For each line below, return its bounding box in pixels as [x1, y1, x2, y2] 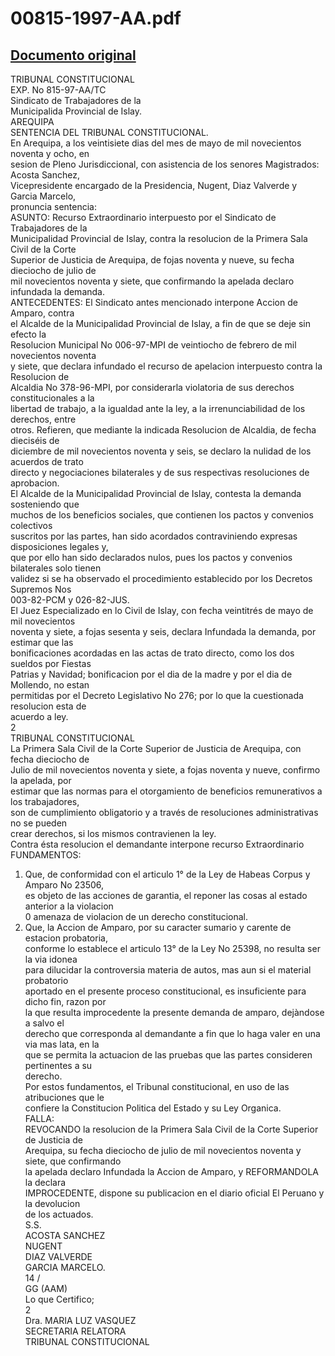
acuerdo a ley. [10, 711, 69, 722]
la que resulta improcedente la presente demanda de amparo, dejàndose [24, 1007, 325, 1018]
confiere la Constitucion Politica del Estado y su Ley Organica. [24, 1102, 282, 1114]
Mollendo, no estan [10, 679, 90, 691]
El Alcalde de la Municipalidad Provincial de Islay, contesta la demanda [10, 488, 302, 499]
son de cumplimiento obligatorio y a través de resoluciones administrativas [10, 807, 319, 818]
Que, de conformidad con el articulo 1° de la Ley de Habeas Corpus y [24, 868, 311, 880]
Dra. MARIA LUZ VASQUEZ [24, 1315, 137, 1326]
